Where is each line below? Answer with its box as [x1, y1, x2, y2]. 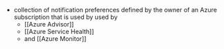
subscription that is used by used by [13, 13, 118, 21]
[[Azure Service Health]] [24, 27, 94, 35]
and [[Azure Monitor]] [24, 35, 87, 43]
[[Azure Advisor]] [24, 20, 74, 28]
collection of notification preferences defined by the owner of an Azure [13, 6, 217, 14]
